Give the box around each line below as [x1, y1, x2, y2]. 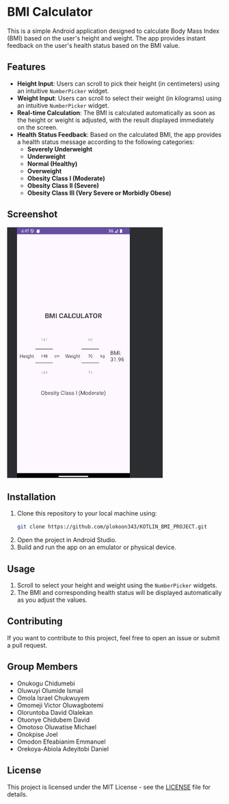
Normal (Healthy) [27, 159, 78, 168]
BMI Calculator [7, 4, 93, 20]
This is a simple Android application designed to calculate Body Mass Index [7, 27, 220, 35]
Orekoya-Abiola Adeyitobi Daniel [16, 744, 109, 753]
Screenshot [7, 208, 58, 220]
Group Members [7, 661, 79, 672]
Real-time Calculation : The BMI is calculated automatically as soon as [16, 108, 215, 117]
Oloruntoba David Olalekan [16, 708, 94, 716]
